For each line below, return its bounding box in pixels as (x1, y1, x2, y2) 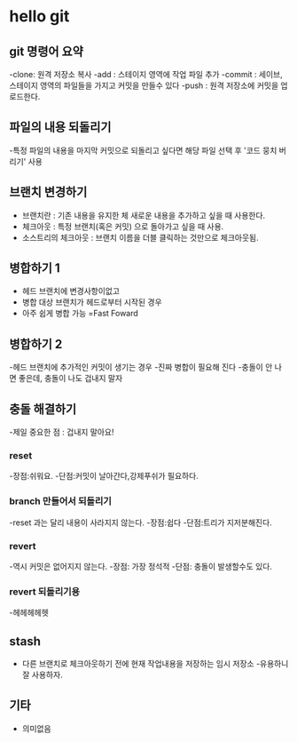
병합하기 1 (9, 260, 60, 276)
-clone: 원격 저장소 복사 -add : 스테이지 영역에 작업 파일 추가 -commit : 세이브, (9, 69, 283, 79)
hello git (9, 6, 70, 27)
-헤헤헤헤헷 (9, 607, 49, 618)
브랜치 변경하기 (9, 185, 88, 200)
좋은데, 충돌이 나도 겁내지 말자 (18, 373, 123, 384)
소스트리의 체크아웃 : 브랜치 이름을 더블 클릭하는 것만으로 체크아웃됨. (21, 232, 259, 243)
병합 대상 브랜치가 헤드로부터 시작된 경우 (21, 297, 162, 307)
